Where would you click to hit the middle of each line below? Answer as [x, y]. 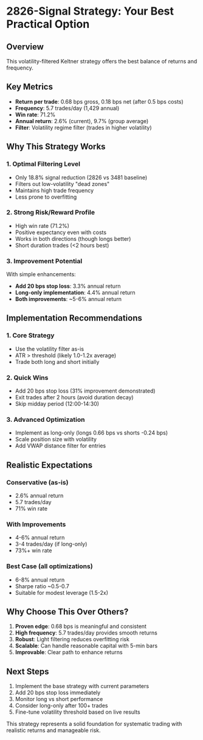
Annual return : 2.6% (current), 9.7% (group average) [82, 121]
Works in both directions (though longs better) [73, 238]
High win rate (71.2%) [42, 226]
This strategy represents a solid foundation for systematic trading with [94, 724]
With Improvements [36, 524]
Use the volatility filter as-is [49, 349]
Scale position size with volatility [56, 439]
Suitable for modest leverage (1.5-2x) [61, 592]
